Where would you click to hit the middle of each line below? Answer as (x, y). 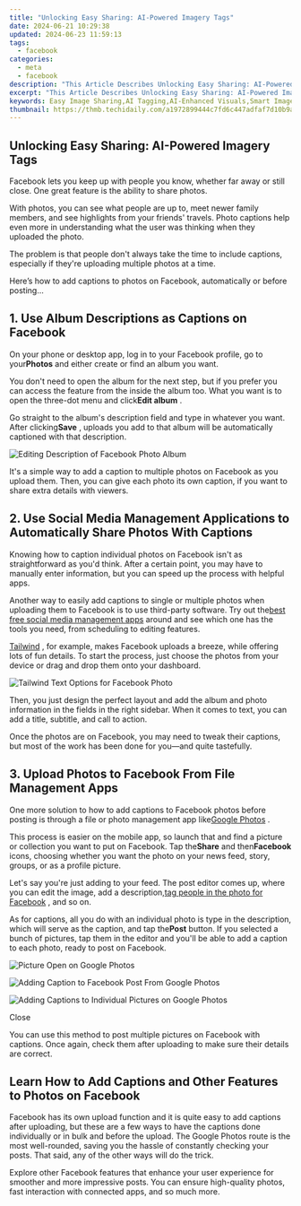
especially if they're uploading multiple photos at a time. (113, 264)
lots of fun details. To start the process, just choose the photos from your (144, 655)
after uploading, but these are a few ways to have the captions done (135, 1127)
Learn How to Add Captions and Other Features (144, 1081)
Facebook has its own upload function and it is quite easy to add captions (145, 1117)
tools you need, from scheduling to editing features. (105, 629)
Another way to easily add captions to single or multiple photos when (137, 600)
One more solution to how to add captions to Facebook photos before (138, 810)
